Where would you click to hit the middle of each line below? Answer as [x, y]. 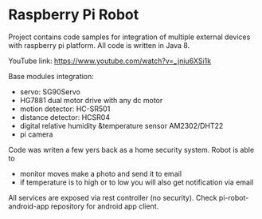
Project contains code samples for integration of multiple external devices [129, 37]
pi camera [36, 134]
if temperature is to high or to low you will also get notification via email [137, 182]
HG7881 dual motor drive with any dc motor [91, 100]
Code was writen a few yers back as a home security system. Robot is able [131, 149]
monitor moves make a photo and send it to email [100, 173]
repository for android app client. [105, 206]
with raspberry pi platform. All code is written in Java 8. [99, 45]
